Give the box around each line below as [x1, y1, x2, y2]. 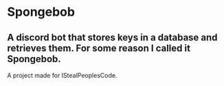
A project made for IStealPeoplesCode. [7, 72, 117, 79]
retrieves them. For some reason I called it [7, 42, 191, 54]
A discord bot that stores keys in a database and [7, 32, 218, 43]
